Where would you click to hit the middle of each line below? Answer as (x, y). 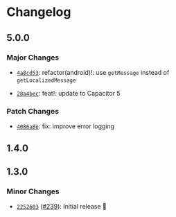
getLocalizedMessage (46, 80)
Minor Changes (33, 191)
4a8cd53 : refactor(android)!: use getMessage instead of (93, 72)
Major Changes (33, 58)
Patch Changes (33, 111)
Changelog (39, 12)
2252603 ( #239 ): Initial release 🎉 (61, 207)
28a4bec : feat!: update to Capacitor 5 (68, 93)
